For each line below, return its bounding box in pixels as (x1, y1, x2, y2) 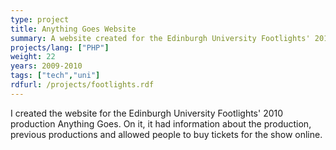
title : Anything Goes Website (10, 24, 137, 34)
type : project (10, 14, 70, 25)
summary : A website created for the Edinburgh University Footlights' (10, 33, 311, 43)
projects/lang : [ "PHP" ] (10, 42, 110, 53)
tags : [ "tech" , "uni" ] (10, 71, 101, 81)
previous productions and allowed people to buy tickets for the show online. (10, 128, 323, 140)
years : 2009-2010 (10, 61, 83, 71)
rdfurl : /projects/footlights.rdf (10, 80, 155, 90)
